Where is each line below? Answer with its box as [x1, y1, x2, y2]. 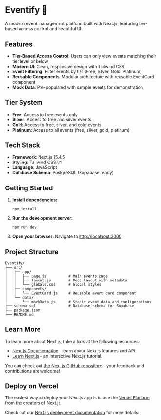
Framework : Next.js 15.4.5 [12, 154, 65, 160]
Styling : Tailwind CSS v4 [12, 159, 62, 165]
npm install [12, 207, 37, 211]
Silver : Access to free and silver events [12, 117, 92, 122]
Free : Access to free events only [12, 111, 78, 117]
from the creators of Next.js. [5, 400, 62, 406]
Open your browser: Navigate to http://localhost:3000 [12, 233, 122, 239]
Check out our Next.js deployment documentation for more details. [5, 410, 140, 416]
